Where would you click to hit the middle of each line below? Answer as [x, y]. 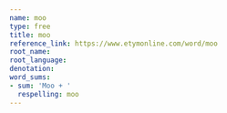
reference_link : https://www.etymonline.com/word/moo [114, 43]
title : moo [30, 35]
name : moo [28, 18]
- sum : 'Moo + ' [40, 86]
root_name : [30, 52]
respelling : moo [48, 94]
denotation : [32, 69]
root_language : [38, 60]
